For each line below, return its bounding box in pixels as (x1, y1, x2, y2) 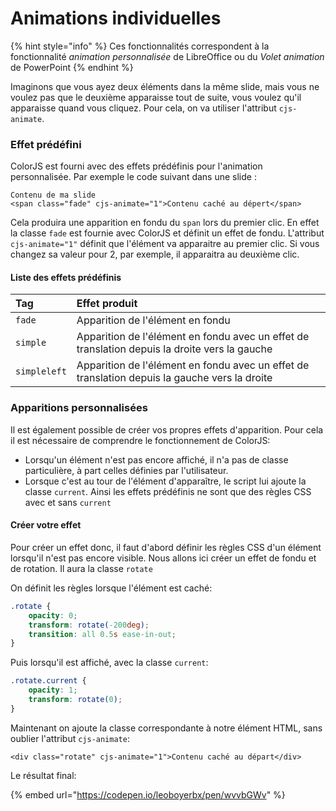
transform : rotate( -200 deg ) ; (28, 620, 150, 630)
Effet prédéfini (10, 137, 82, 151)
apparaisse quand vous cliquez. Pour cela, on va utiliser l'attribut (10, 102, 277, 114)
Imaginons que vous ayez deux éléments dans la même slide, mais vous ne (10, 80, 320, 92)
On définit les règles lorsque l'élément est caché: (10, 582, 213, 594)
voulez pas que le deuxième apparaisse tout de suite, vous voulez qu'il (10, 91, 302, 103)
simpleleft (15, 366, 67, 377)
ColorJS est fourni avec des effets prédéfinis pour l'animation (10, 160, 263, 172)
